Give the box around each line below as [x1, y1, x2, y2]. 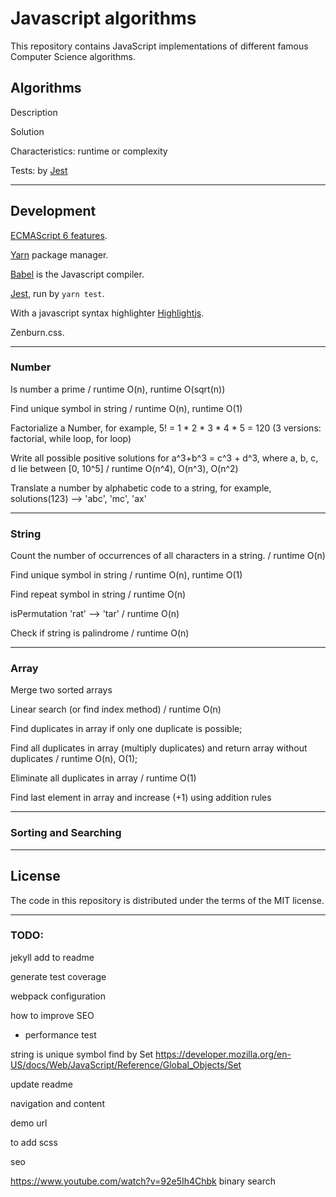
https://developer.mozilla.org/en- [155, 1048, 292, 1060]
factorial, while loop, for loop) [10, 432, 132, 444]
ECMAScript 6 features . [10, 229, 108, 241]
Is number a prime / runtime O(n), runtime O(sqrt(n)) [10, 383, 226, 395]
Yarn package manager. [10, 248, 109, 261]
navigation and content [10, 1097, 105, 1109]
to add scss [10, 1136, 58, 1148]
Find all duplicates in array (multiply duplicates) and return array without [10, 742, 308, 754]
